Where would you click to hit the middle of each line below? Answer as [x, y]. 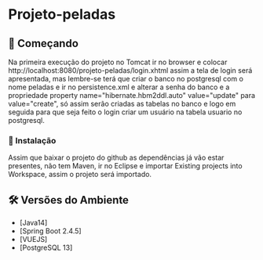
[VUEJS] [33, 240]
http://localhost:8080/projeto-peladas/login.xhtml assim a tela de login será [130, 70]
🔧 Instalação [32, 140]
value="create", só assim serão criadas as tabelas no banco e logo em [122, 104]
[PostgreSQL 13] [46, 247]
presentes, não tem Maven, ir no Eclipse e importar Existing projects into [125, 166]
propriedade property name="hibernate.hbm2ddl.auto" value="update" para [132, 95]
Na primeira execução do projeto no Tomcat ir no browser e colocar [118, 62]
